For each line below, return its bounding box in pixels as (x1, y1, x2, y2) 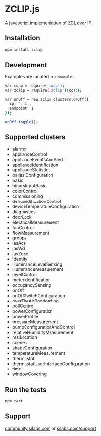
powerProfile (12, 314, 38, 320)
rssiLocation (12, 335, 38, 340)
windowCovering (12, 371, 47, 377)
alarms (12, 146, 26, 152)
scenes (12, 340, 27, 346)
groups (12, 235, 27, 241)
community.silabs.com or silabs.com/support (5, 425, 97, 431)
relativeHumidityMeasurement (12, 329, 74, 335)
